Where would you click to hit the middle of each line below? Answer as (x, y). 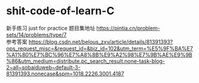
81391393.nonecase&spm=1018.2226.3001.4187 (65, 74)
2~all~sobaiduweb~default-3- (43, 67)
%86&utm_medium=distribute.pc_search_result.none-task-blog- (86, 61)
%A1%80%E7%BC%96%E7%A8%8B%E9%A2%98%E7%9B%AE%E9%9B (99, 55)
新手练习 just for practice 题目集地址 (51, 28)
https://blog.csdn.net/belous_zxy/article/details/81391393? (101, 41)
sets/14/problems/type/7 (36, 34)
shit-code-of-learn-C (60, 11)
